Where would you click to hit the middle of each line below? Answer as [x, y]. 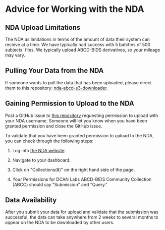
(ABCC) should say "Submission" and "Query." [60, 184]
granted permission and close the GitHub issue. [54, 126]
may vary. [15, 55]
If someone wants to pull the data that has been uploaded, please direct [79, 82]
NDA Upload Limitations [43, 28]
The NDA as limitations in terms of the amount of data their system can [78, 39]
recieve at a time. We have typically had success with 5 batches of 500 [78, 45]
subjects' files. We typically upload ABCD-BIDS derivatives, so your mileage [82, 50]
